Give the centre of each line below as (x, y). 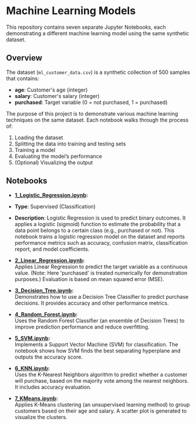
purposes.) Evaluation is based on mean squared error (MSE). (89, 279)
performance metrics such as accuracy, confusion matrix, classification (101, 242)
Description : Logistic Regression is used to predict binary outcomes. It (100, 218)
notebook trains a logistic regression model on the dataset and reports (99, 237)
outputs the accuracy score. (49, 357)
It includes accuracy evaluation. (53, 387)
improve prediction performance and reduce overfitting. (82, 326)
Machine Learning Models (71, 11)
